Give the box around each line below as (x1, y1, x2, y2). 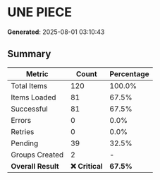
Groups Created (11, 150, 64, 160)
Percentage (109, 68, 149, 78)
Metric (25, 68, 49, 78)
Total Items (11, 80, 48, 90)
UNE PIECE (7, 4, 73, 20)
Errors (11, 115, 32, 125)
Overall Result (11, 161, 59, 171)
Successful (11, 104, 48, 114)
